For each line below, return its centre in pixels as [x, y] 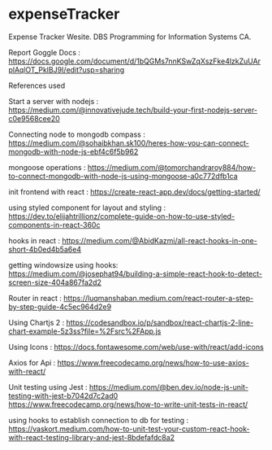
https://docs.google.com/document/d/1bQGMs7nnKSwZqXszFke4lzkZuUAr [135, 61]
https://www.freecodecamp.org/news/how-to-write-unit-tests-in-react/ [128, 404]
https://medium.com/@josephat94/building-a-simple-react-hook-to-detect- [135, 273]
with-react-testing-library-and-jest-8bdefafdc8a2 [92, 437]
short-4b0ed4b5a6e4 [45, 249]
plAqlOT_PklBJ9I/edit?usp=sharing [67, 69]
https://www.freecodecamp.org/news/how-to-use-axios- [153, 362]
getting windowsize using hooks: [63, 264]
